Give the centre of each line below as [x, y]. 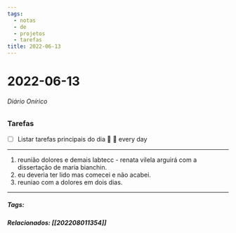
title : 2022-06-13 [34, 46]
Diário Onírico [27, 101]
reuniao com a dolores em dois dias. [70, 182]
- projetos [29, 33]
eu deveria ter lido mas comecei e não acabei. [84, 175]
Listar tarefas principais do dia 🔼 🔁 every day [82, 139]
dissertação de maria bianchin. [62, 167]
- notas [25, 20]
